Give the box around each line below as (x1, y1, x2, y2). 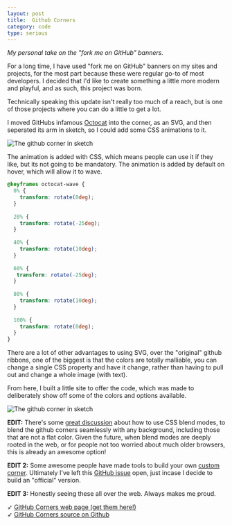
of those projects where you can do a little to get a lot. (7, 105, 161, 113)
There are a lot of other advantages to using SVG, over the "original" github (7, 349, 222, 357)
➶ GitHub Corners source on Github (7, 510, 109, 519)
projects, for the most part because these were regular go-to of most (7, 69, 204, 78)
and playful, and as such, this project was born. (7, 84, 143, 92)
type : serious (7, 29, 48, 37)
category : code (7, 23, 51, 30)
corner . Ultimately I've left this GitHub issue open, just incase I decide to (7, 469, 213, 477)
